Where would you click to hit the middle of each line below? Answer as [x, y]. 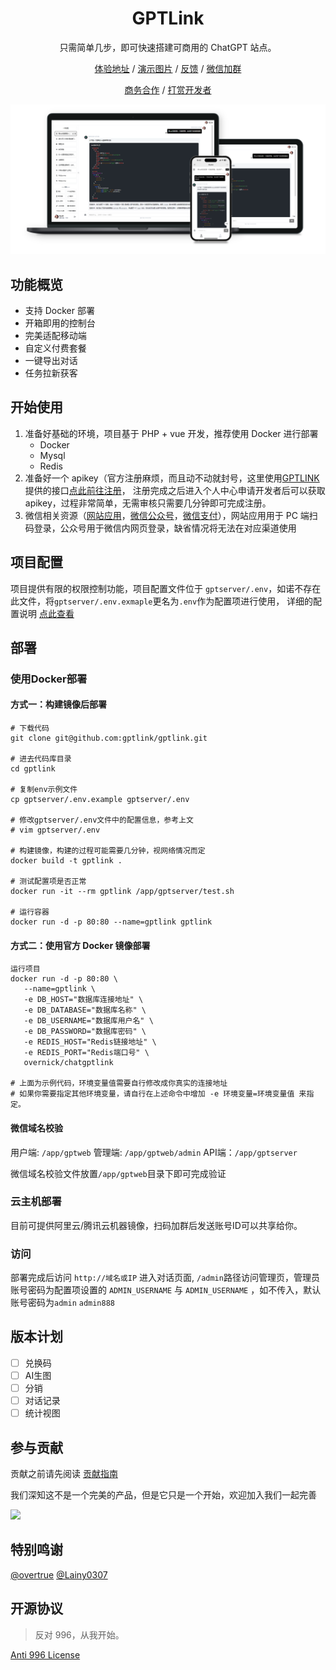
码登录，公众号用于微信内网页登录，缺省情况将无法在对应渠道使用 [160, 528]
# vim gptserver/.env [55, 830]
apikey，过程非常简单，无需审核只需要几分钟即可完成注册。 [148, 503]
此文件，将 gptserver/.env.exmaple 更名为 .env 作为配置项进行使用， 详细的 [162, 601]
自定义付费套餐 [55, 348]
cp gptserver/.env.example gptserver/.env [100, 800]
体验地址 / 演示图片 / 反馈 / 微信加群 [168, 68]
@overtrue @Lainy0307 [59, 1574]
